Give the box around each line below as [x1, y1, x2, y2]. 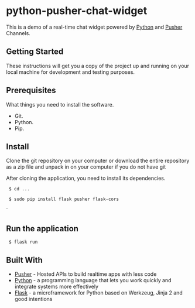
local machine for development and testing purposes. [6, 69, 135, 76]
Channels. [6, 29, 30, 36]
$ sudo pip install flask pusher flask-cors [8, 196, 119, 203]
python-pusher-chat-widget [6, 4, 148, 18]
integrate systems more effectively [14, 283, 98, 290]
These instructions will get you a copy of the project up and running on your [6, 62, 189, 69]
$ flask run [8, 239, 38, 245]
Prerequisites [6, 85, 56, 95]
